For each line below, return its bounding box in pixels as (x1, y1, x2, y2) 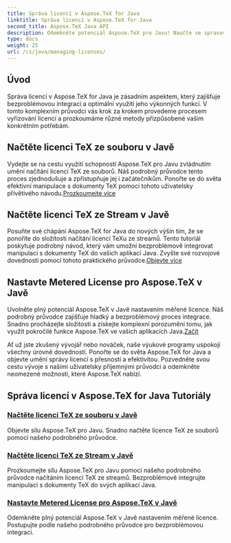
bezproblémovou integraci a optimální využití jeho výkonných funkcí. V (7, 99, 208, 107)
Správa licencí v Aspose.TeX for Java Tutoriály (7, 390, 212, 401)
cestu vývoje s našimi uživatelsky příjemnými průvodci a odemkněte (7, 363, 200, 371)
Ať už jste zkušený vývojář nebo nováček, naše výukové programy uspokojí (7, 341, 221, 349)
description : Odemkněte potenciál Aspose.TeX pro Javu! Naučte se (7, 29, 201, 36)
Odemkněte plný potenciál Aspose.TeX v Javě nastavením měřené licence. (7, 513, 219, 522)
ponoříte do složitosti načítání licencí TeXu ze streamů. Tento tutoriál (7, 235, 201, 243)
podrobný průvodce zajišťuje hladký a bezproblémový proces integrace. (7, 312, 212, 321)
